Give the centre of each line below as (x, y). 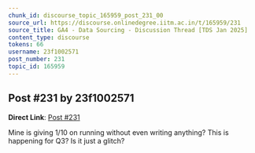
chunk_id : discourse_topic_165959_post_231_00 (86, 15)
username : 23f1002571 (44, 52)
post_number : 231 (37, 60)
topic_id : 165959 (37, 67)
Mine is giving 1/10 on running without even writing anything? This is (119, 132)
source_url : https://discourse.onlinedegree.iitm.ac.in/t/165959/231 (125, 23)
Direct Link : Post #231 (44, 117)
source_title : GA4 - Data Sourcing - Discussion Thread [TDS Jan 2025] (128, 30)
